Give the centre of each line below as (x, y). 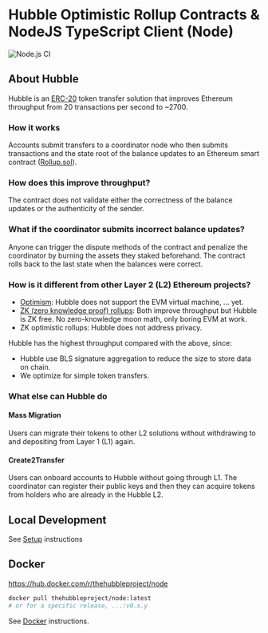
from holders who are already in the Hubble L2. (86, 495)
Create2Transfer (37, 460)
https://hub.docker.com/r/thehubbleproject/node (89, 583)
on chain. (35, 367)
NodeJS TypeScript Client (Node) (121, 32)
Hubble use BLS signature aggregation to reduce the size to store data (135, 359)
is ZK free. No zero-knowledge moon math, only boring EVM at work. (133, 319)
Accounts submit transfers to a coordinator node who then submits (118, 145)
